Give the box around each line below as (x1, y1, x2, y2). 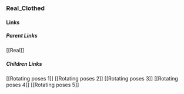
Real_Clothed (6, 4, 45, 12)
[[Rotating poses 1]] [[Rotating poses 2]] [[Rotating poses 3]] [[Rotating (6, 75, 178, 82)
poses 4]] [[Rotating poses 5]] (6, 81, 79, 89)
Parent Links (6, 32, 38, 39)
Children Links (6, 61, 42, 68)
